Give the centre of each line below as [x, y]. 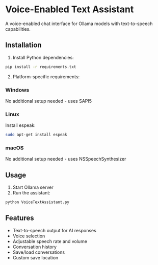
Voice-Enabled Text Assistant [70, 9]
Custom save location [35, 257]
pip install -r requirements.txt [41, 67]
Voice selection [29, 236]
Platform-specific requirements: [46, 76]
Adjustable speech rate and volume [50, 241]
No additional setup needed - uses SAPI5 [49, 101]
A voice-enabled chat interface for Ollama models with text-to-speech [79, 24]
